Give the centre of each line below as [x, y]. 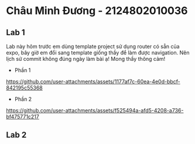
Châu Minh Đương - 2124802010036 [97, 11]
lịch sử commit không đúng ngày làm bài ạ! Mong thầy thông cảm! [86, 59]
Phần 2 [23, 99]
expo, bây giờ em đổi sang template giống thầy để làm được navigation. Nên [98, 53]
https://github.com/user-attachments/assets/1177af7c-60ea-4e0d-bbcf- [93, 81]
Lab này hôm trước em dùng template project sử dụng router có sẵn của [93, 46]
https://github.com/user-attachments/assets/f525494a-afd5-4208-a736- [95, 110]
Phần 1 [23, 70]
